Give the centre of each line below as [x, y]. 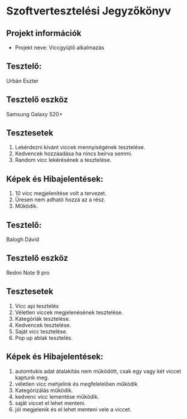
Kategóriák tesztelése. [43, 318]
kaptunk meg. [32, 377]
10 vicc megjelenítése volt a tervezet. [61, 194]
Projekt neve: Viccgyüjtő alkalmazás [60, 47]
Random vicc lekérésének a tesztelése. [63, 160]
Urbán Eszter [22, 81]
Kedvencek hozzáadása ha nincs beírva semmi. [74, 153]
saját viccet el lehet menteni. [50, 403]
